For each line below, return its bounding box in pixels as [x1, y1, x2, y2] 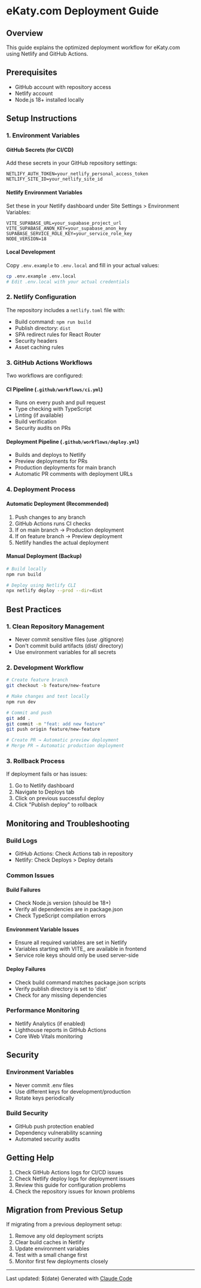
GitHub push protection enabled [14, 1122, 95, 1130]
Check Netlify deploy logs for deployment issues [14, 1175, 135, 1182]
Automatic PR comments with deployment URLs [14, 471, 133, 478]
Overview [6, 28, 44, 38]
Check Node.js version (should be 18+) [14, 899, 111, 907]
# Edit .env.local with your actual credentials [6, 279, 130, 285]
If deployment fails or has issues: [6, 770, 88, 778]
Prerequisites [6, 68, 57, 78]
